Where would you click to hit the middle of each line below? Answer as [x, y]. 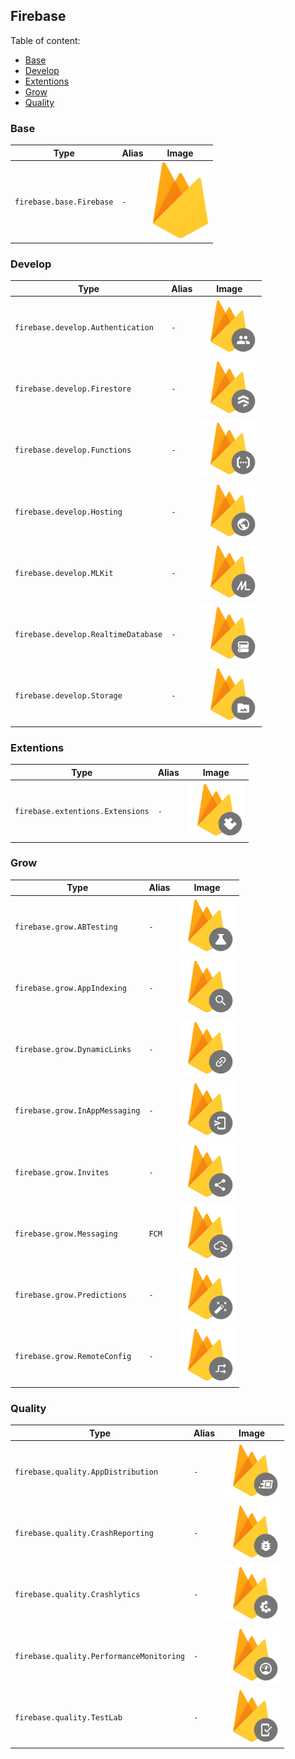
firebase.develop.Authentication [84, 327]
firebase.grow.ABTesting [66, 927]
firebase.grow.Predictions [70, 1295]
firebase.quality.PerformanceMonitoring [100, 1656]
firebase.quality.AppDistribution [86, 1472]
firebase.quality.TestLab [68, 1717]
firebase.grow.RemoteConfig [73, 1357]
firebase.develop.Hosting [68, 512]
